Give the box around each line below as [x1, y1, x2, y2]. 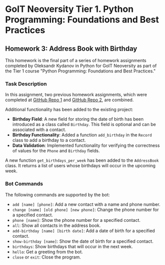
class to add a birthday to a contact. [12, 137, 86, 143]
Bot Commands [5, 180, 43, 187]
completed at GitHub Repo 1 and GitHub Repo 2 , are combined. [5, 97, 134, 103]
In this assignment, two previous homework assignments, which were [5, 92, 147, 98]
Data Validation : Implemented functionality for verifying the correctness [12, 142, 160, 148]
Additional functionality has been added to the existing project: [5, 107, 133, 113]
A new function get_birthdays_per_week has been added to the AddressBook [5, 157, 159, 163]
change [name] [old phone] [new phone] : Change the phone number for [12, 206, 159, 212]
